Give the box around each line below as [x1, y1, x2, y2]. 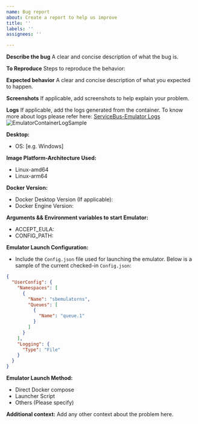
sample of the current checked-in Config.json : [14, 262, 132, 269]
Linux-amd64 [14, 166, 49, 173]
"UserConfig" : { [11, 279, 53, 285]
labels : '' [6, 25, 34, 32]
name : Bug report [6, 8, 50, 15]
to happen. [6, 83, 33, 91]
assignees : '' [6, 31, 42, 37]
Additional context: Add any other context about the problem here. [6, 411, 174, 417]
